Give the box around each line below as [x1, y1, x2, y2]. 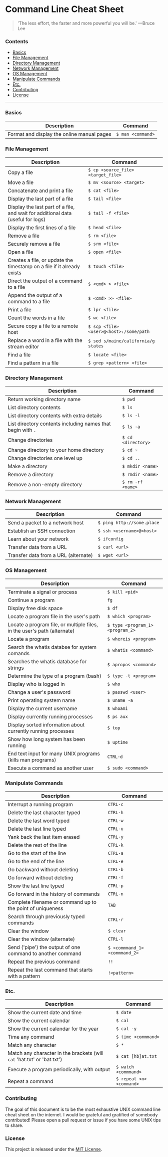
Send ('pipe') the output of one [7, 944, 80, 951]
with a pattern [7, 973, 40, 980]
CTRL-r [107, 917, 123, 923]
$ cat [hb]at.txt [115, 1054, 157, 1059]
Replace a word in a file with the [7, 337, 82, 344]
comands [7, 650, 30, 657]
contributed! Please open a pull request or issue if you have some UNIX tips [5, 1117, 161, 1123]
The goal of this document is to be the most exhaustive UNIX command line [5, 1106, 161, 1112]
